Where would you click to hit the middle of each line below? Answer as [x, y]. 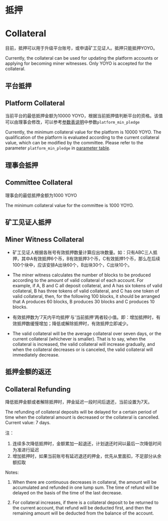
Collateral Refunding [38, 389]
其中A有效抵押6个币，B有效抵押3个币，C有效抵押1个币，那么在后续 [91, 258]
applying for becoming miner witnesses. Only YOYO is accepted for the [78, 64]
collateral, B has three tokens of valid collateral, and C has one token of [86, 291]
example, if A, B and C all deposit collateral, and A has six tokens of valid [87, 285]
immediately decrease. [36, 355]
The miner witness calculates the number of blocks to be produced [81, 275]
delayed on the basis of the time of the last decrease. [67, 492]
